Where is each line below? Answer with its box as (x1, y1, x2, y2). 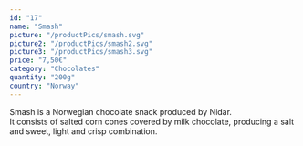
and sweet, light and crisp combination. (9, 125, 158, 137)
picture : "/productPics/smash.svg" (9, 30, 145, 39)
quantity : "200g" (9, 73, 76, 82)
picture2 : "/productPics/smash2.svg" (9, 38, 153, 48)
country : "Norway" (9, 81, 79, 90)
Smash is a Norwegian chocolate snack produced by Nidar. (9, 106, 233, 117)
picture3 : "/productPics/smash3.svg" (9, 47, 153, 57)
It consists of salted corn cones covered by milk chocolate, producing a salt (9, 116, 295, 127)
